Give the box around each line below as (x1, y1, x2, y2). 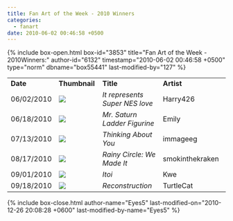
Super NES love (102, 98, 153, 108)
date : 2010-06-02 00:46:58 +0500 (7, 29, 104, 37)
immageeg (162, 134, 198, 144)
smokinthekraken (162, 154, 220, 163)
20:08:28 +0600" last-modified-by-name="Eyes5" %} (25, 206, 180, 215)
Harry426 (162, 94, 196, 104)
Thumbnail (58, 79, 95, 89)
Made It (102, 159, 128, 168)
